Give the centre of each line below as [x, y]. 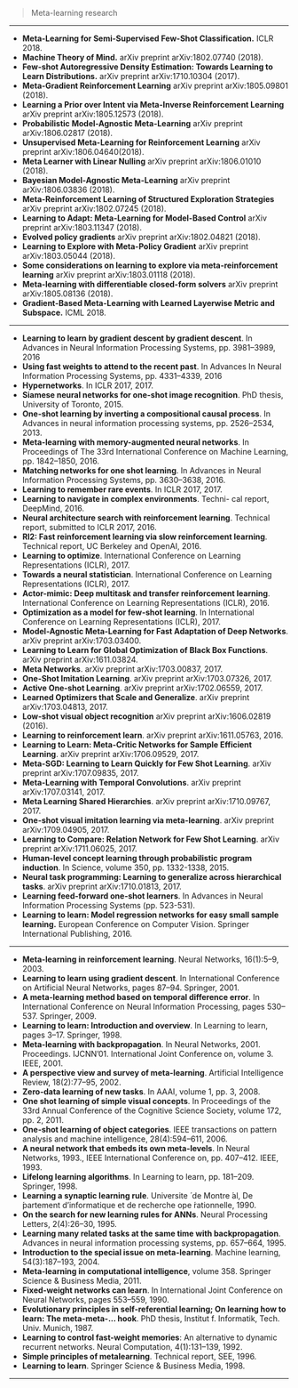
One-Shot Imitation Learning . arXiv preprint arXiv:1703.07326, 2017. [147, 678]
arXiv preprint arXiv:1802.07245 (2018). [94, 209]
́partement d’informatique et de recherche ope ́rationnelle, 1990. [139, 1205]
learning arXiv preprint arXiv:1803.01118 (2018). [109, 274]
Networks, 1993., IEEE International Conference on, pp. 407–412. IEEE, [150, 1158]
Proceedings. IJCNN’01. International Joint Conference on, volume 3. [148, 1054]
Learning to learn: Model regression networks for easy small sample [150, 915]
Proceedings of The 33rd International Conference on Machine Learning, [155, 452]
